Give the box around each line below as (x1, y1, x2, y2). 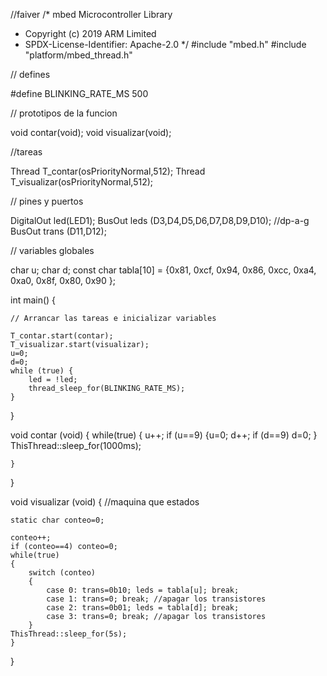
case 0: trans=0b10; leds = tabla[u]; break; (46, 585, 240, 595)
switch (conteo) (28, 568, 97, 578)
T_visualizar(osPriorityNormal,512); (10, 176, 154, 188)
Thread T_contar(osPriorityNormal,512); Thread (10, 165, 206, 177)
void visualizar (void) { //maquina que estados (10, 496, 200, 508)
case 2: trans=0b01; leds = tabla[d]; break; (46, 603, 240, 613)
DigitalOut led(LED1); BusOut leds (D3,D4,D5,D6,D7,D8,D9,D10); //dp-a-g (10, 215, 310, 226)
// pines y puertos (10, 195, 84, 207)
